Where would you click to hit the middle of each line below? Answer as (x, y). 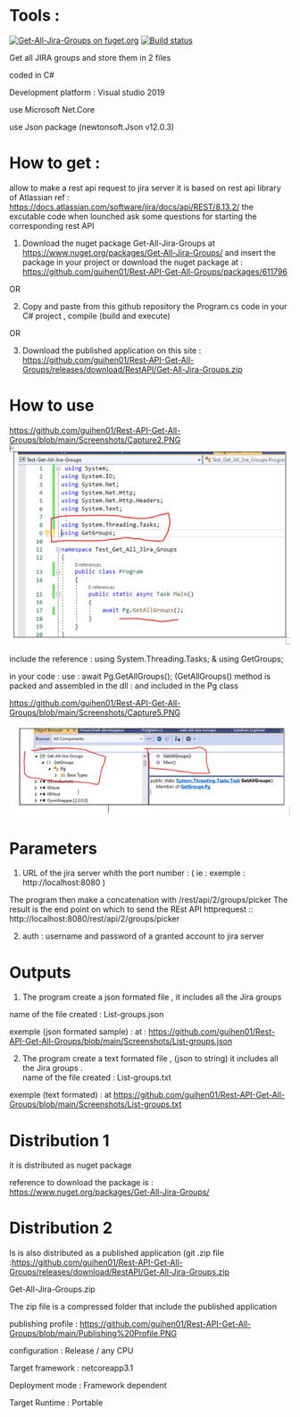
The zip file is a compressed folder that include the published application (143, 1307)
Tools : (35, 16)
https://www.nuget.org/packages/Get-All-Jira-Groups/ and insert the (149, 252)
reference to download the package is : (81, 1183)
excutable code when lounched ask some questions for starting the (133, 216)
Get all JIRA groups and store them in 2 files (90, 57)
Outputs (40, 972)
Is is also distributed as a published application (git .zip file (117, 1253)
